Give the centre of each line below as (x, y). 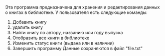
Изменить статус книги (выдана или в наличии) (63, 43)
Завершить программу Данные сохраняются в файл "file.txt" (78, 48)
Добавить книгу (29, 22)
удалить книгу (28, 27)
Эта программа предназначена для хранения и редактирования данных (82, 7)
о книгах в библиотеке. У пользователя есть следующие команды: (77, 12)
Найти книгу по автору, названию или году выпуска (68, 32)
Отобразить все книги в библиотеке (51, 38)
